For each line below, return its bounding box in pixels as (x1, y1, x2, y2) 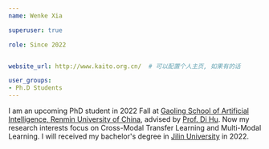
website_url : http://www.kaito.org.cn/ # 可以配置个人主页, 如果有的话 (8, 62, 241, 70)
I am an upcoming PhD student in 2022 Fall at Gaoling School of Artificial (8, 106, 249, 115)
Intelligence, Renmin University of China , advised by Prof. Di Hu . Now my (8, 115, 250, 124)
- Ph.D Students (8, 84, 63, 92)
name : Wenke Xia (8, 11, 63, 20)
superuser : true (8, 26, 63, 34)
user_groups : (8, 77, 52, 85)
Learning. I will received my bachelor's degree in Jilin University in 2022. (8, 131, 250, 141)
